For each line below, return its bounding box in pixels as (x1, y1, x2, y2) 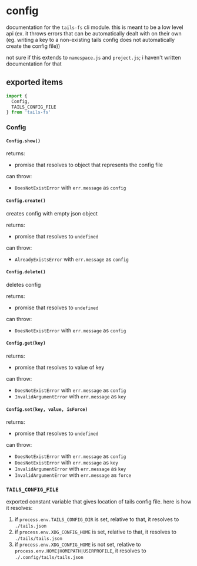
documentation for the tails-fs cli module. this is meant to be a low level (6, 24, 183, 31)
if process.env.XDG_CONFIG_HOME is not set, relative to (14, 541, 141, 548)
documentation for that (6, 60, 62, 67)
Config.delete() (6, 269, 46, 275)
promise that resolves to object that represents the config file (14, 161, 163, 169)
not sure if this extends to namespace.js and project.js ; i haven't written (6, 54, 181, 61)
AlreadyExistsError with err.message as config (14, 256, 129, 263)
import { (6, 93, 28, 99)
